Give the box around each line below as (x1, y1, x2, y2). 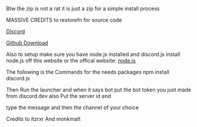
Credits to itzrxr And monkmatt (6, 115, 81, 122)
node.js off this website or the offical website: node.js (6, 57, 136, 64)
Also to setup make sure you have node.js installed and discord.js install (6, 51, 181, 58)
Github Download (6, 40, 48, 46)
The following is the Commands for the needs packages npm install (6, 69, 169, 76)
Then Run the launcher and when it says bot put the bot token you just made (6, 86, 192, 93)
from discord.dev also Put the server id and (6, 93, 111, 99)
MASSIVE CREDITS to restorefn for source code (6, 17, 122, 23)
